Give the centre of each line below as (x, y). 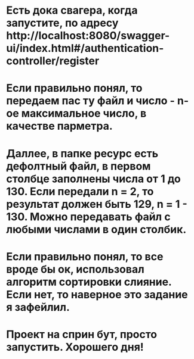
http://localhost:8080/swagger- (88, 36)
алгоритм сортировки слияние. (89, 282)
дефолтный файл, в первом (78, 166)
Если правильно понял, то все (85, 256)
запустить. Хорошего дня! (75, 347)
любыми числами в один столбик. (96, 229)
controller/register (53, 61)
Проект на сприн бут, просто (81, 334)
